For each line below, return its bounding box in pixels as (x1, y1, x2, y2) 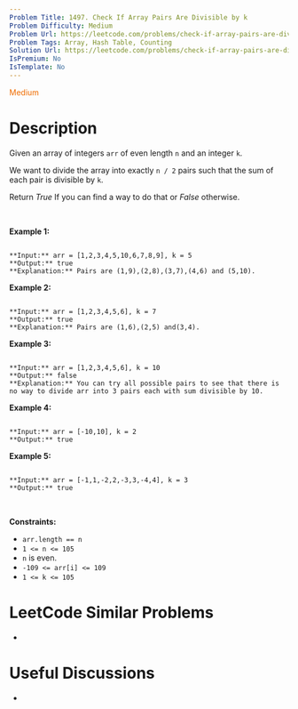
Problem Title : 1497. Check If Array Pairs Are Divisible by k (9, 12, 248, 22)
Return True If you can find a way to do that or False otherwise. (9, 191, 240, 202)
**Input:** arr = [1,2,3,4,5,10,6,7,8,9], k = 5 (9, 251, 192, 260)
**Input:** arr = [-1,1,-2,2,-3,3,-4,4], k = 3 (9, 475, 189, 485)
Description (9, 118, 98, 139)
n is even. (21, 552, 58, 563)
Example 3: (9, 338, 51, 349)
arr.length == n (21, 535, 82, 544)
